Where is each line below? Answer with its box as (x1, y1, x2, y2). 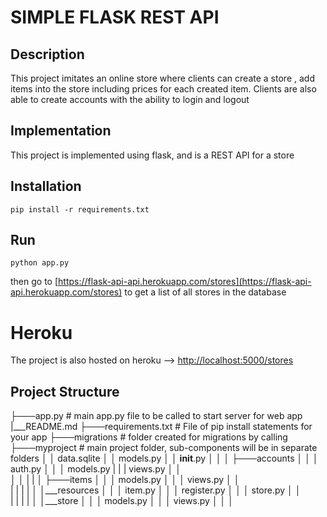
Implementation (10, 122, 112, 140)
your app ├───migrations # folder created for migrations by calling (10, 431, 288, 443)
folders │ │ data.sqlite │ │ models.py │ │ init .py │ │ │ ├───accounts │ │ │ (10, 452, 319, 465)
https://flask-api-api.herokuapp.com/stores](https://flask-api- (58, 276, 312, 288)
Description (10, 46, 85, 63)
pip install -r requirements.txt (10, 204, 150, 215)
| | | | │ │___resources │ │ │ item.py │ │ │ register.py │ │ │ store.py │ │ (10, 484, 302, 496)
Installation (10, 178, 82, 195)
